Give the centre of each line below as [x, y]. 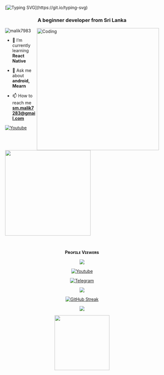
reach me [22, 103]
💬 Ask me [22, 70]
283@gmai [24, 113]
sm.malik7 [23, 108]
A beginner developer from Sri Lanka [82, 20]
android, [21, 81]
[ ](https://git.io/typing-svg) [46, 8]
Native [19, 61]
